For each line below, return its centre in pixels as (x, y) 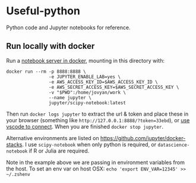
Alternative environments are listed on (53, 138)
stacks (14, 144)
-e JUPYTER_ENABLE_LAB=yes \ (84, 77)
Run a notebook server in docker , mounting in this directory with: (86, 60)
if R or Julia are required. (59, 151)
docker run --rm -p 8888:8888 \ (46, 72)
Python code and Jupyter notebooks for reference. (68, 27)
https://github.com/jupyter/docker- (143, 138)
